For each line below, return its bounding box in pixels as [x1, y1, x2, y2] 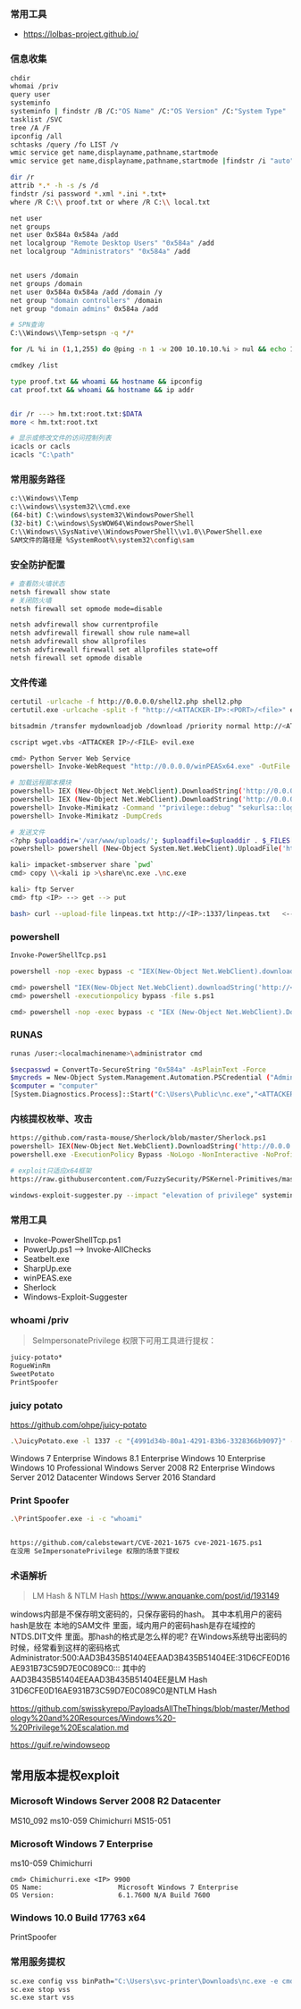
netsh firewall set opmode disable [10, 653, 143, 662]
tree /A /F [10, 123, 51, 132]
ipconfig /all [10, 131, 63, 140]
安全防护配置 [10, 559, 66, 571]
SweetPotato [10, 1369, 54, 1378]
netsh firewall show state [10, 587, 111, 596]
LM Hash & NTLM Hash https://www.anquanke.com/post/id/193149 [31, 1591, 280, 1601]
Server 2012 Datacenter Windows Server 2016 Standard [10, 1472, 216, 1483]
